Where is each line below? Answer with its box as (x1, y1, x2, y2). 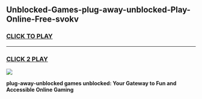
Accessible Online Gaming (6, 86, 74, 93)
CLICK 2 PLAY (6, 55, 48, 63)
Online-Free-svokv (6, 14, 79, 25)
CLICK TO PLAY (6, 32, 53, 41)
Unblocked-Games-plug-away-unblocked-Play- (6, 5, 191, 15)
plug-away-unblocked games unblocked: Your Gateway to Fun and (6, 79, 177, 86)
